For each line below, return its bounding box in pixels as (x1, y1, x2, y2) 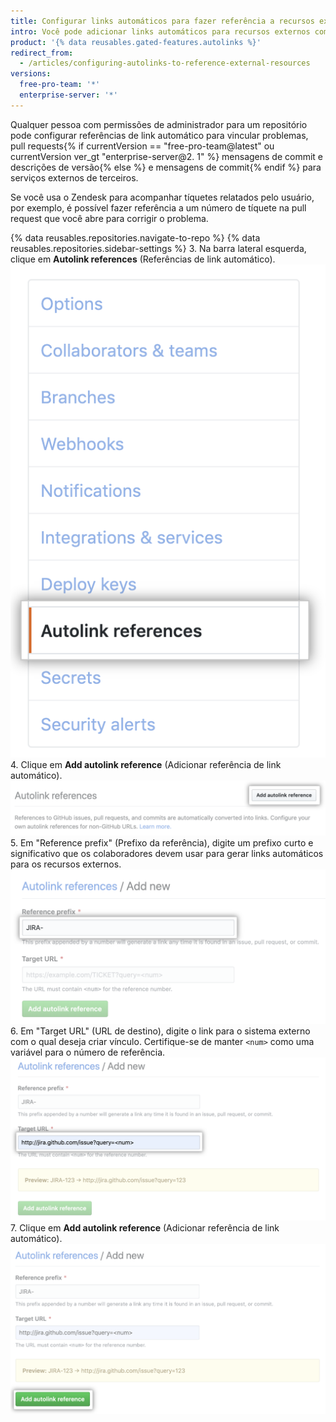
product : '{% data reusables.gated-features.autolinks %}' (10, 37, 262, 47)
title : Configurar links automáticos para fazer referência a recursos (10, 16, 315, 26)
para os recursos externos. (10, 858, 122, 870)
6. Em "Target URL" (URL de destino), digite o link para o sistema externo (10, 1025, 311, 1037)
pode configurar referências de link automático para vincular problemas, (10, 129, 309, 141)
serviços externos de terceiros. (10, 171, 139, 184)
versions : (10, 69, 52, 79)
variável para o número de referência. (10, 1046, 166, 1059)
